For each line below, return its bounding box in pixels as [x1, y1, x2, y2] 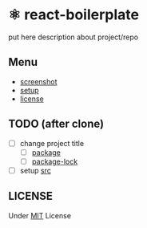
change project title [19, 138, 85, 148]
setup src [19, 165, 52, 175]
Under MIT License [8, 210, 72, 220]
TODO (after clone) [8, 117, 105, 131]
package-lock [31, 157, 78, 166]
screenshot [19, 76, 58, 86]
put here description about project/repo [8, 32, 138, 42]
